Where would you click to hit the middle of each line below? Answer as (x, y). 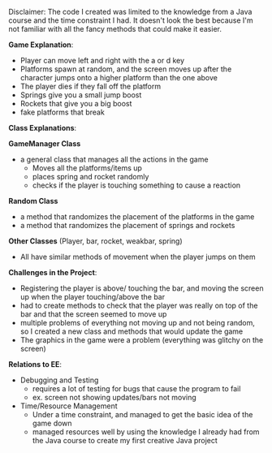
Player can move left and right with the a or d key (102, 60)
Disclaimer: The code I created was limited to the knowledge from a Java (130, 12)
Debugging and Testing (59, 380)
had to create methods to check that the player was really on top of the (139, 305)
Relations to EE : (35, 364)
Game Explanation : (41, 45)
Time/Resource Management (69, 406)
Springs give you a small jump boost (81, 95)
